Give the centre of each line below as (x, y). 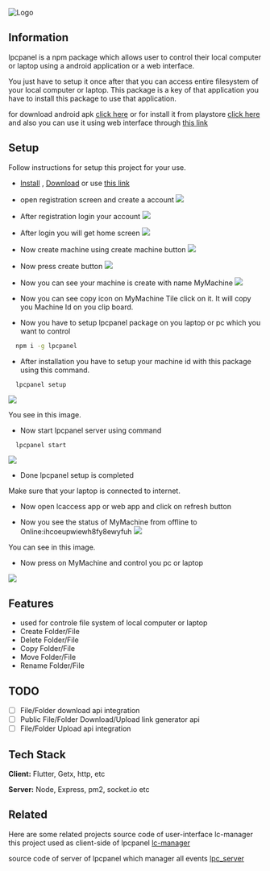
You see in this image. (45, 415)
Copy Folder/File (47, 649)
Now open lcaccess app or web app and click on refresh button (126, 507)
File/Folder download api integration (80, 710)
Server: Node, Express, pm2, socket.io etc (79, 789)
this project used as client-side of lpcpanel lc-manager (100, 843)
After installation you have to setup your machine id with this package (135, 361)
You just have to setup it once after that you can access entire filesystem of (134, 81)
